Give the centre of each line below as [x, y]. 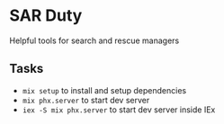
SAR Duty [46, 16]
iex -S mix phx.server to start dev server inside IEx [119, 110]
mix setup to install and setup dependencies [104, 90]
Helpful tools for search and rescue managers [94, 40]
